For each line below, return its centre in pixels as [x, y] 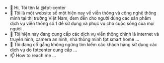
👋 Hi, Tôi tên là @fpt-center [38, 8]
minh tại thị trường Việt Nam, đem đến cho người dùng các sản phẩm [80, 18]
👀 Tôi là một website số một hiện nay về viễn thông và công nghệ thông [83, 13]
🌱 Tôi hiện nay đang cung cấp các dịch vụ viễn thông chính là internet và [84, 34]
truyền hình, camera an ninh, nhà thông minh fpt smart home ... [75, 39]
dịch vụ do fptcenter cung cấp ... [43, 50]
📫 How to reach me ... [33, 55]
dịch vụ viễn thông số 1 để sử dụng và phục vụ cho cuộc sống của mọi [82, 23]
